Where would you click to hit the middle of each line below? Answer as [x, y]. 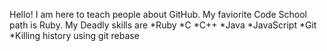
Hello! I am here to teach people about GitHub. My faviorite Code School [158, 14]
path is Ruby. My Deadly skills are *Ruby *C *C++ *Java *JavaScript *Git [163, 25]
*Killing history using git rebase [74, 35]
